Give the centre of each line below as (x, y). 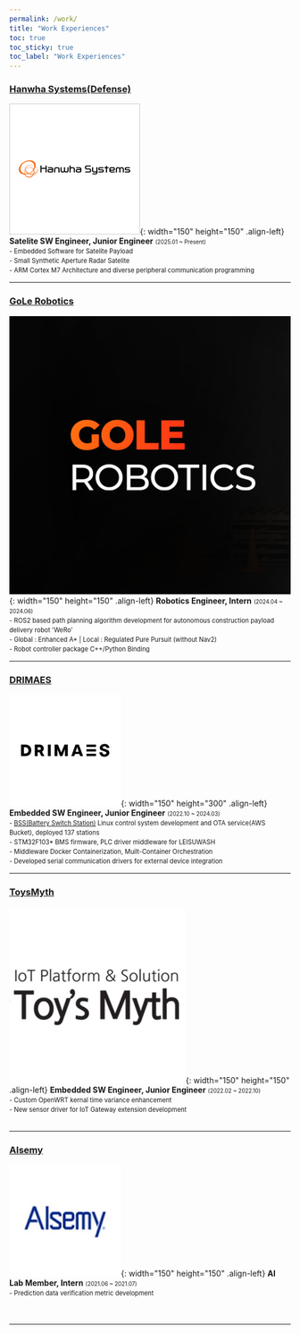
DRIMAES (30, 680)
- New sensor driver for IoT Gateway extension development (98, 1109)
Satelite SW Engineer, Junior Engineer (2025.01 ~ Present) (108, 241)
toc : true (28, 38)
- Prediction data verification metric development (82, 1294)
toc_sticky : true (42, 47)
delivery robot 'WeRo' (41, 630)
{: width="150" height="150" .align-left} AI (198, 1274)
